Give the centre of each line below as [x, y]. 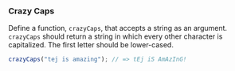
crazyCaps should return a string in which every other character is [116, 36]
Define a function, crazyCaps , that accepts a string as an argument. [118, 28]
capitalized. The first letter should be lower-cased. [91, 45]
